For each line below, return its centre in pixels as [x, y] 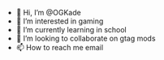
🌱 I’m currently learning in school [71, 30]
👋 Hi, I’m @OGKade [48, 13]
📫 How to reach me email [60, 47]
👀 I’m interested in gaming [60, 21]
